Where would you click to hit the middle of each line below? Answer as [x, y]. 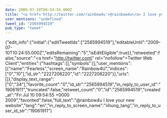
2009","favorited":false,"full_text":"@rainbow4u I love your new [70, 100]
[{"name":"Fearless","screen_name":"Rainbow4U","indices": [67, 69]
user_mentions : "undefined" [34, 19]
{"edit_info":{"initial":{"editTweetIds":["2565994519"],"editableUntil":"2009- [83, 42]
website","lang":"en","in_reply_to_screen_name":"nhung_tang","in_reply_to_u [83, 106]
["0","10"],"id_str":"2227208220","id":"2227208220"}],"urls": [68, 74]
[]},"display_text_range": [30, 79]
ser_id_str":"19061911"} [29, 111]
